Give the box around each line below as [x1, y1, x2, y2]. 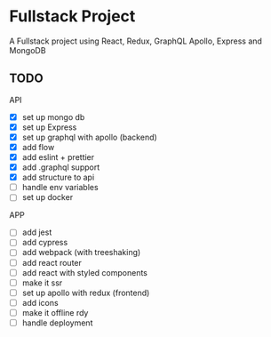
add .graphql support [21, 162, 100, 173]
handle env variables [21, 182, 100, 193]
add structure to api [21, 172, 95, 183]
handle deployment [21, 317, 93, 328]
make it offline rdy [21, 307, 89, 317]
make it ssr [21, 277, 63, 288]
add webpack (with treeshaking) [21, 247, 141, 258]
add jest [21, 227, 52, 237]
